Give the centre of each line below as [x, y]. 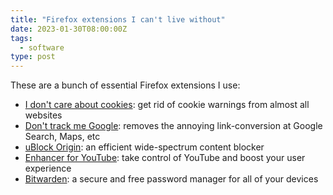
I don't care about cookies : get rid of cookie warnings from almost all [167, 105]
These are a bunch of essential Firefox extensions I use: [125, 85]
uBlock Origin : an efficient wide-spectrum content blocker [144, 147]
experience [48, 168]
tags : [21, 38]
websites [43, 115]
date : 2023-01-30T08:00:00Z [69, 29]
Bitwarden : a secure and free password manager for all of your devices [171, 179]
